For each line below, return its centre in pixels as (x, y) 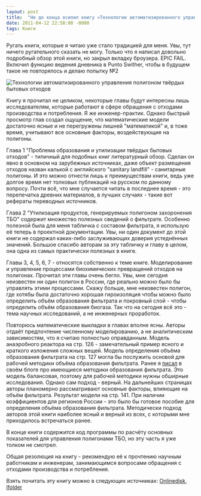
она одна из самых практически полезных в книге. (71, 251)
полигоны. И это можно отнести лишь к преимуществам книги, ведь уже (100, 176)
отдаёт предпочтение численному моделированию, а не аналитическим (100, 332)
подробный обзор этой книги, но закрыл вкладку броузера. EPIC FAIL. (96, 58)
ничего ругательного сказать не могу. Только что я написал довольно (96, 52)
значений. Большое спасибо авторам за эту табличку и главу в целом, (97, 245)
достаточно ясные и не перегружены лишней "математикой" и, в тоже (97, 126)
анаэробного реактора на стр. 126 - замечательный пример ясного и (95, 344)
